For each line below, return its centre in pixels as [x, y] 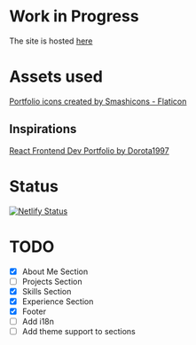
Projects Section [52, 281]
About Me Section [55, 271]
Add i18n [38, 321]
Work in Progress [74, 16]
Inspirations [43, 129]
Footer [34, 311]
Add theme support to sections [78, 331]
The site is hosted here [51, 41]
